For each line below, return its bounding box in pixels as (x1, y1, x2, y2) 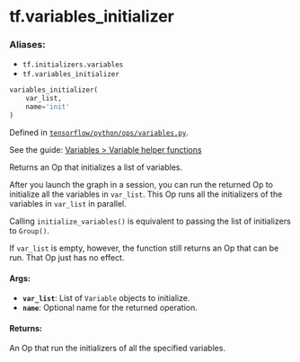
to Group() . (9, 225, 49, 235)
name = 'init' (25, 102, 70, 111)
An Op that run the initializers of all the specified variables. (9, 343, 226, 354)
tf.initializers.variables (22, 60, 124, 69)
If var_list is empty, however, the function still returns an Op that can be (9, 243, 279, 253)
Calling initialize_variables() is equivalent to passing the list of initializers (9, 216, 292, 226)
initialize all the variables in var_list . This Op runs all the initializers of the (9, 189, 283, 199)
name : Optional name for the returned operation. (22, 303, 198, 313)
